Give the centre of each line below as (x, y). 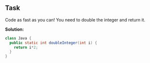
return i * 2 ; (26, 47)
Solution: (15, 29)
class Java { (18, 38)
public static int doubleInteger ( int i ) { (53, 43)
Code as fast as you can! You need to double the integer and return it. (75, 20)
